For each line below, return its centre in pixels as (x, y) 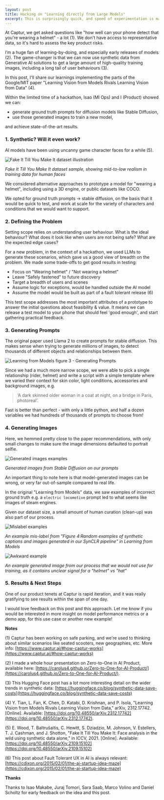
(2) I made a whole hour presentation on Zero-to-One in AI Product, (73, 663)
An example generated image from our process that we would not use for (79, 565)
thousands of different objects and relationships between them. (69, 351)
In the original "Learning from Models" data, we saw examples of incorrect (80, 492)
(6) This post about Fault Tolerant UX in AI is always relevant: (66, 758)
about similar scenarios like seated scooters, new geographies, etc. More (79, 643)
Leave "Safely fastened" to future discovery (56, 277)
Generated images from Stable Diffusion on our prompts (62, 468)
